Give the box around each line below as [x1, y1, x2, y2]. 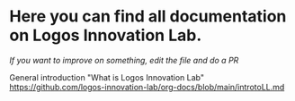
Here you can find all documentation [9, 6, 287, 27]
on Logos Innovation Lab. [9, 25, 202, 46]
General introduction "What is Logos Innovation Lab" [9, 72, 205, 82]
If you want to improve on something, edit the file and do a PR [9, 55, 239, 65]
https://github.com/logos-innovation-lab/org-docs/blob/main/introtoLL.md [9, 81, 285, 92]
